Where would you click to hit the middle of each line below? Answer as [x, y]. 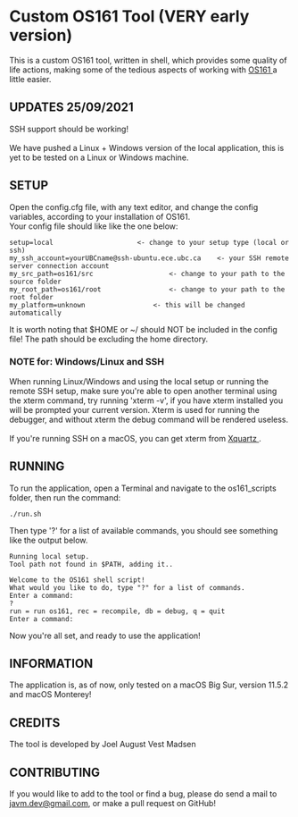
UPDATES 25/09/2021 [71, 108]
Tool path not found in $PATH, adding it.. [91, 564]
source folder [36, 282]
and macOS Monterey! [50, 695]
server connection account [59, 265]
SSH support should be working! [69, 129]
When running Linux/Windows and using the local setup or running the [139, 381]
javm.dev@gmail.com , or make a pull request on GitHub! [113, 804]
